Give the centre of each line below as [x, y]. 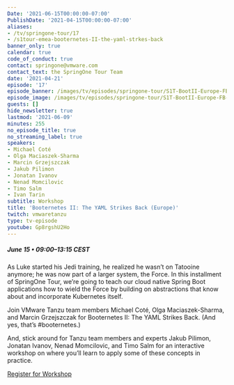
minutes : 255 [26, 124]
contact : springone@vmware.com [53, 65]
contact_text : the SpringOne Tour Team [65, 72]
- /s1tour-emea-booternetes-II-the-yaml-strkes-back [85, 40]
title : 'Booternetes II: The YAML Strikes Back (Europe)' [93, 208]
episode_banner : [31, 91]
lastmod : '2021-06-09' [40, 117]
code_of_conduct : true [40, 59]
